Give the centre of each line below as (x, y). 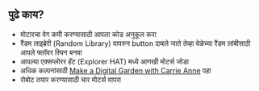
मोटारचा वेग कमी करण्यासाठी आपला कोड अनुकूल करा (88, 34)
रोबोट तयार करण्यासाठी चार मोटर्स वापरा (71, 79)
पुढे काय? (26, 15)
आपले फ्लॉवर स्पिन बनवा (51, 52)
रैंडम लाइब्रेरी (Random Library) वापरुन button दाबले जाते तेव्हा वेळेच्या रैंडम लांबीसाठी (135, 43)
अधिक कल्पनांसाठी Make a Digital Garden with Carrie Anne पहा (115, 70)
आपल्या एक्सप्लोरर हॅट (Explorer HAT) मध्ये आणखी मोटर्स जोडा (104, 61)
